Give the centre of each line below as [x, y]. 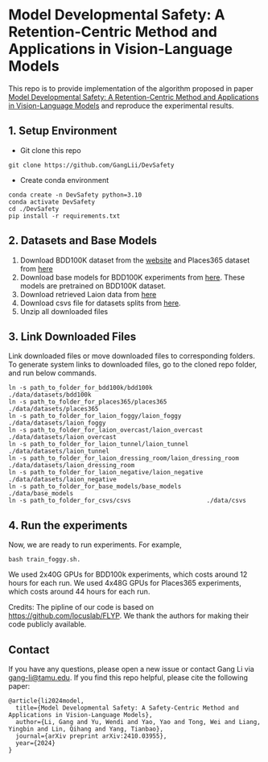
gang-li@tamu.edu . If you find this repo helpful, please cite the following [128, 677]
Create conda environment [64, 180]
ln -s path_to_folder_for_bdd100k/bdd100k [80, 388]
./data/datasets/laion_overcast [62, 437]
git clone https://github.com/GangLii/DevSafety [91, 165]
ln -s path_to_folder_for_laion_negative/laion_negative [106, 473]
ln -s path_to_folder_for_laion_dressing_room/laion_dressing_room [124, 458]
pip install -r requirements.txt [64, 216]
